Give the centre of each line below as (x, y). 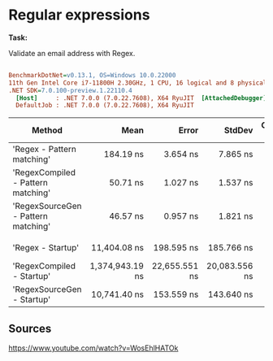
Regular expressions (79, 15)
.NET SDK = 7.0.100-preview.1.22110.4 (70, 90)
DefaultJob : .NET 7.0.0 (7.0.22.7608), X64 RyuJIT (105, 106)
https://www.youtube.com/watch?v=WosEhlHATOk (93, 348)
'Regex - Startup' (46, 248)
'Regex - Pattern (45, 150)
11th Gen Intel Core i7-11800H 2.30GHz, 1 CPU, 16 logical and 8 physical (138, 83)
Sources (30, 328)
